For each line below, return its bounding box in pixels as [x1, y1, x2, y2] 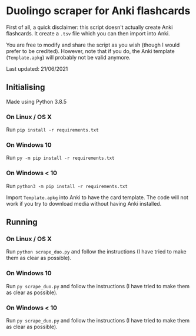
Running [6, 217, 38, 228]
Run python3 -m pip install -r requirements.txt [6, 182, 128, 189]
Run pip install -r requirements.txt [6, 126, 99, 133]
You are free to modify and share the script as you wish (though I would [6, 41, 180, 48]
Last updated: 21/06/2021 [6, 65, 68, 72]
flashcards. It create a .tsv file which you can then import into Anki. [6, 29, 170, 37]
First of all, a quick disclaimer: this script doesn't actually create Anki [6, 24, 173, 31]
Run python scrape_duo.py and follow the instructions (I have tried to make [6, 248, 187, 255]
